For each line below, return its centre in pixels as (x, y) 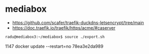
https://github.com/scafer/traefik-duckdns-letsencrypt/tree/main (78, 23)
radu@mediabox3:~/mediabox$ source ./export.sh (55, 37)
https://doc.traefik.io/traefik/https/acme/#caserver (64, 27)
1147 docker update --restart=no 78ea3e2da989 (54, 46)
